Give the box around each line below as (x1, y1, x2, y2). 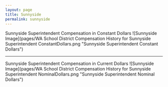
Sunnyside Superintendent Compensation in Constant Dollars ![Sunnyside (5, 30, 157, 36)
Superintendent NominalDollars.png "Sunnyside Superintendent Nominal (5, 71, 155, 77)
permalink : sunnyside (5, 16, 50, 21)
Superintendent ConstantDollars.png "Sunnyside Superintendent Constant (5, 41, 158, 47)
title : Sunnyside (5, 12, 41, 17)
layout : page (5, 7, 32, 12)
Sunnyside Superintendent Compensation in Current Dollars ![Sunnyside (5, 60, 154, 66)
